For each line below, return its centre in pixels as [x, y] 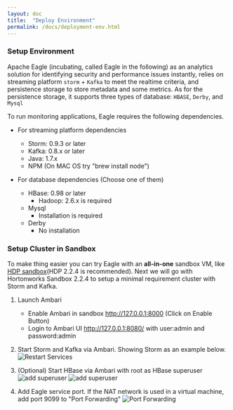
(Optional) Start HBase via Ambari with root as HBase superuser [110, 370]
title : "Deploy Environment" [52, 20]
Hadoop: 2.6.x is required [75, 200]
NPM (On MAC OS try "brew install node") [88, 166]
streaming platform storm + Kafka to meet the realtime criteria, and [103, 81]
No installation [59, 230]
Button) [39, 321]
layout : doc [25, 14]
